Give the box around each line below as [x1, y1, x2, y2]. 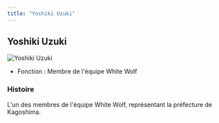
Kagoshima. [7, 108, 41, 116]
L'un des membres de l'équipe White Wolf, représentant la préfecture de [7, 100, 213, 108]
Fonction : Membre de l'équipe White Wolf [17, 67, 137, 76]
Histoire [7, 84, 35, 94]
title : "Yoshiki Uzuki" [7, 10, 76, 17]
